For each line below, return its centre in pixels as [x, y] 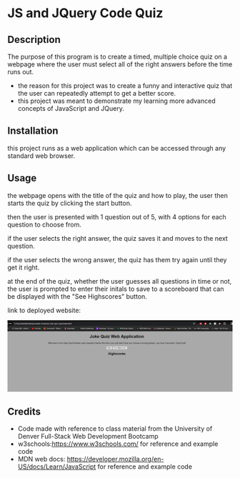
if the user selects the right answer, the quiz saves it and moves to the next [118, 238]
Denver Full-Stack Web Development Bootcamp [88, 437]
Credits [24, 411]
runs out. [21, 72]
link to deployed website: [44, 310]
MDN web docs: [41, 459]
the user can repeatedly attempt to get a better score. [97, 93]
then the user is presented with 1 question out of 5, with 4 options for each [117, 216]
